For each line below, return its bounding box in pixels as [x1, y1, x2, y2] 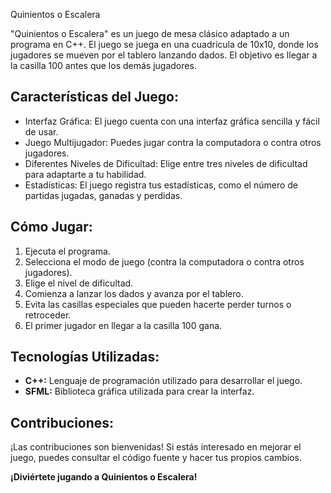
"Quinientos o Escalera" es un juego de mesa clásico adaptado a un [10, 28, 290, 39]
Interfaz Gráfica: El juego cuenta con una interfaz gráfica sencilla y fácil [24, 115, 320, 127]
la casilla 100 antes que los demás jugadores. [10, 60, 197, 71]
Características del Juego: [10, 89, 179, 106]
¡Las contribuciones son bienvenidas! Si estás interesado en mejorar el [10, 441, 302, 453]
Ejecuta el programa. [24, 245, 111, 257]
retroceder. [24, 309, 72, 321]
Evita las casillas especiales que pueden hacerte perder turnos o [24, 298, 292, 310]
